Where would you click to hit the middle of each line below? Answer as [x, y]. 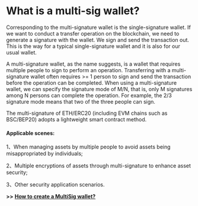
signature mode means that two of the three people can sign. [81, 101]
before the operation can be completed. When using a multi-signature [91, 83]
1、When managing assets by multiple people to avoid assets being [88, 147]
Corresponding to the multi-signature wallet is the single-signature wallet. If [98, 27]
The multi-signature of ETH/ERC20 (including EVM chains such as [87, 113]
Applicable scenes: [31, 133]
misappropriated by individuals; [44, 154]
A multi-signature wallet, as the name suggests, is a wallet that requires [93, 64]
